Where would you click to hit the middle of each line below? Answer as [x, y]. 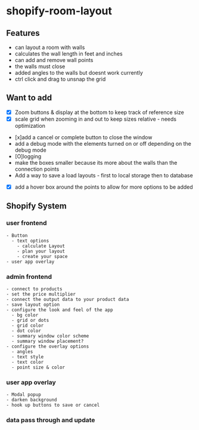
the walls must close [40, 66]
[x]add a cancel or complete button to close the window [83, 137]
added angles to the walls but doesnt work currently [79, 73]
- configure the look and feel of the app [60, 310]
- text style [28, 357]
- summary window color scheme [50, 336]
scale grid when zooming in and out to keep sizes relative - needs [96, 119]
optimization [30, 125]
